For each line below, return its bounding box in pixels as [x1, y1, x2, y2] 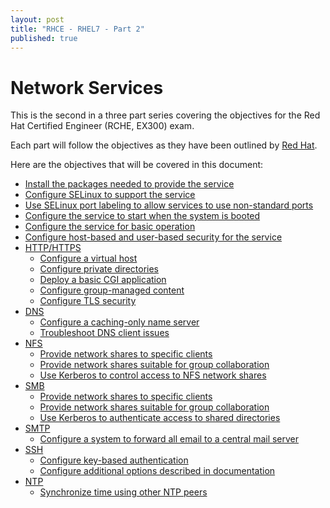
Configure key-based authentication [39, 454, 189, 466]
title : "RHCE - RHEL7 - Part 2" [10, 24, 145, 34]
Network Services [10, 76, 164, 99]
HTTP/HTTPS [24, 242, 82, 254]
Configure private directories [39, 263, 159, 275]
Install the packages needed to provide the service [24, 178, 235, 190]
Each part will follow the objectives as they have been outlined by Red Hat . [10, 139, 318, 151]
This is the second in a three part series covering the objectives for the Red [10, 109, 321, 121]
